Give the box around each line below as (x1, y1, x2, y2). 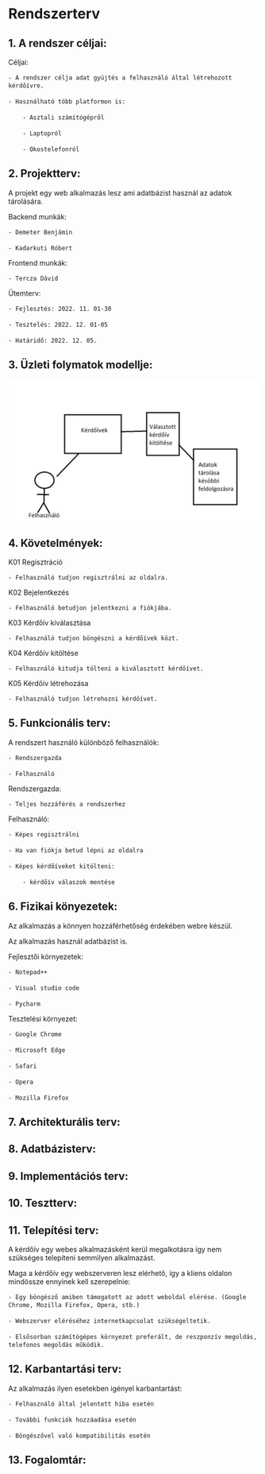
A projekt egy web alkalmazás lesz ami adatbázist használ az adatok (8, 188, 232, 197)
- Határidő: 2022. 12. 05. (8, 336, 98, 344)
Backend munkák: (8, 211, 67, 221)
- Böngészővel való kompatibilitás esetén (8, 1432, 151, 1440)
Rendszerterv (8, 5, 101, 23)
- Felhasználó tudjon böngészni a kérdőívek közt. (8, 634, 179, 642)
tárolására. (8, 196, 44, 206)
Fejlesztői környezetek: (8, 952, 83, 961)
